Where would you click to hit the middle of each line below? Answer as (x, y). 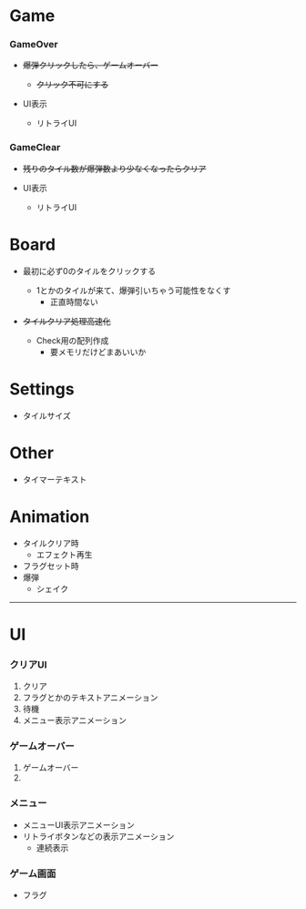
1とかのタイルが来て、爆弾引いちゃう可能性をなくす (133, 290)
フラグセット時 (51, 566)
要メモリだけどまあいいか (98, 352)
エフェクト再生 (64, 554)
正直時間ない (74, 301)
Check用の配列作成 (72, 340)
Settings (42, 389)
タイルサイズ (46, 415)
